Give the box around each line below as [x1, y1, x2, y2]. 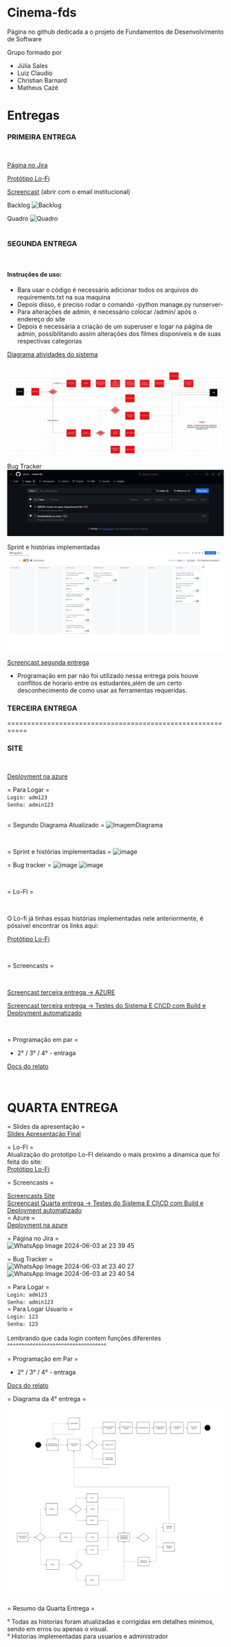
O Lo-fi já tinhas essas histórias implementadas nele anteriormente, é [7, 914, 204, 923]
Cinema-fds [7, 5, 77, 21]
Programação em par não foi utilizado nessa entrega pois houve [16, 671, 199, 679]
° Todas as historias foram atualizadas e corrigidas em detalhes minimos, [7, 1617, 214, 1626]
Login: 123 [7, 1313, 38, 1321]
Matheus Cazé [16, 83, 58, 92]
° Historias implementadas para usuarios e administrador [7, 1632, 168, 1640]
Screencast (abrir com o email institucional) [7, 188, 131, 196]
